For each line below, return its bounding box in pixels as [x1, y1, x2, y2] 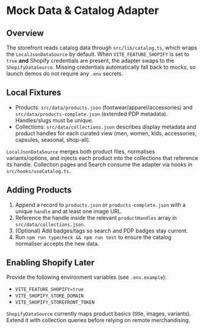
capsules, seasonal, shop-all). [15, 136, 91, 143]
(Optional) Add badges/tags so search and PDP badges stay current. [15, 226, 188, 234]
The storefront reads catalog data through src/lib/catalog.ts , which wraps [6, 44, 198, 51]
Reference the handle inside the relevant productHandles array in [15, 214, 177, 221]
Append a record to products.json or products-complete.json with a [15, 201, 186, 208]
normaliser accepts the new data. [15, 240, 99, 247]
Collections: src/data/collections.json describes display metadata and [15, 123, 197, 130]
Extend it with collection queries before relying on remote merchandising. [6, 317, 191, 324]
